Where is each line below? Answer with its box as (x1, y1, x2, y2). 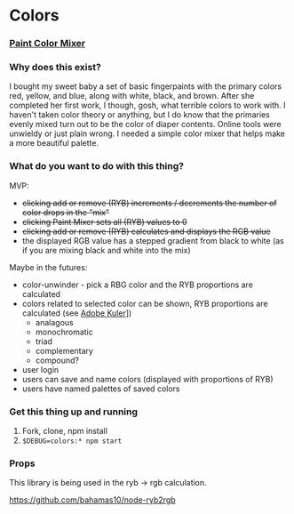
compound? (35, 355, 80, 365)
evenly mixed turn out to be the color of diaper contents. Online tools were (9, 119, 282, 130)
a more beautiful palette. (9, 138, 99, 149)
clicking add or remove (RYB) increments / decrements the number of (21, 197, 277, 208)
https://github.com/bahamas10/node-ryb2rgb (9, 494, 176, 505)
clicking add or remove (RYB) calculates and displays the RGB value (21, 226, 271, 237)
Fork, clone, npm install (21, 426, 108, 436)
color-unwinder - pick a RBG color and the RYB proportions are (21, 279, 253, 290)
